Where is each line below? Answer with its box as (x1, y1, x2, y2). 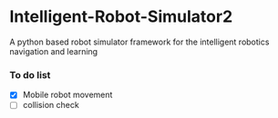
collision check (22, 100, 79, 111)
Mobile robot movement (22, 89, 113, 101)
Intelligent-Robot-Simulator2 (9, 6, 233, 27)
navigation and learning (9, 45, 98, 56)
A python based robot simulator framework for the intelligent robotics (9, 36, 270, 47)
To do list (9, 68, 51, 81)
